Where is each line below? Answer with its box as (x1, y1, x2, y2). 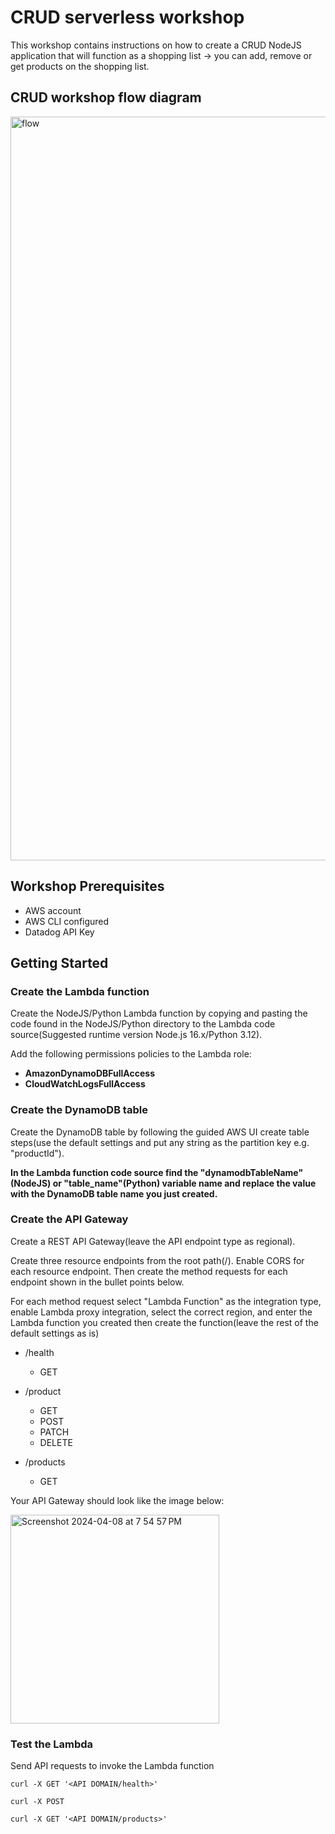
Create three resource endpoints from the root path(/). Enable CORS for (10, 1254, 305, 1266)
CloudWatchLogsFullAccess (24, 1078, 146, 1090)
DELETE (39, 1436, 73, 1448)
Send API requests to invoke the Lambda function (10, 1760, 215, 1772)
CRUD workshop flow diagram (10, 89, 202, 106)
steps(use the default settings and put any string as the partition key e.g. (10, 1136, 310, 1148)
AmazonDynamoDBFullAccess (24, 1067, 155, 1080)
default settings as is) (10, 1327, 100, 1339)
